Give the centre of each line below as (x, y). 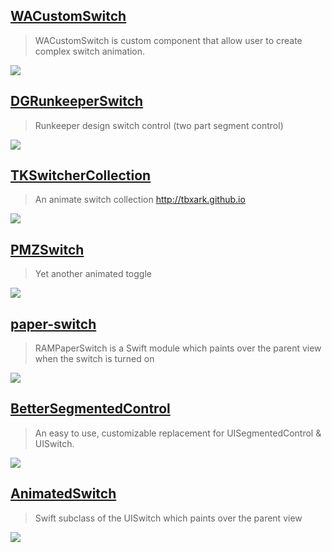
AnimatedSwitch (63, 494)
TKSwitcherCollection (81, 175)
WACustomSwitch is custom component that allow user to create (168, 40)
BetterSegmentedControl (90, 409)
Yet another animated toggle (93, 274)
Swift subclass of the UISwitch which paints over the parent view (168, 518)
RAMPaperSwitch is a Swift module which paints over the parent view (178, 348)
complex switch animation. (90, 51)
